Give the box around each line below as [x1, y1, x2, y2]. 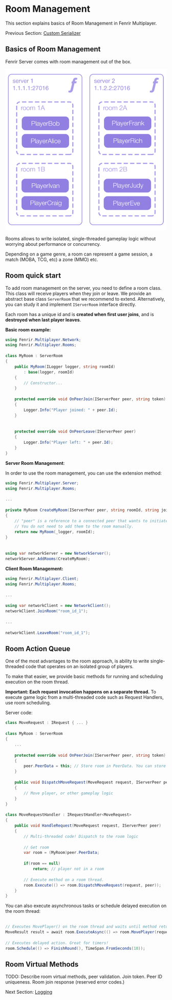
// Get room [24, 845, 50, 850]
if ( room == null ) [24, 861, 60, 866]
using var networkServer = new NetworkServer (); [5, 551, 111, 556]
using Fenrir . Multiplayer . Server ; [5, 480, 79, 485]
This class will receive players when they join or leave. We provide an [5, 290, 152, 297]
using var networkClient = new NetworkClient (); [5, 603, 111, 609]
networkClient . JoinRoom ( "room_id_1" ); [5, 609, 88, 614]
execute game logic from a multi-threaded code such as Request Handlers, [5, 694, 164, 700]
